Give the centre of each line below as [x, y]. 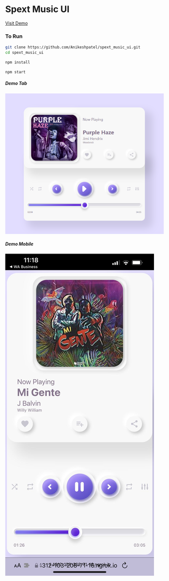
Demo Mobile [19, 244]
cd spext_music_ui [24, 53]
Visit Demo [17, 23]
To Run [14, 36]
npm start [16, 72]
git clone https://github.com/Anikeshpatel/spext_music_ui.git [73, 47]
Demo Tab [16, 84]
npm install [18, 62]
